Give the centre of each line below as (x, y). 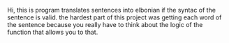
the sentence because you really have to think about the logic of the (105, 25)
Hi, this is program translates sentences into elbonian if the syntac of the (112, 10)
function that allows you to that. (53, 32)
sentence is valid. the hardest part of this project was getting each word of (114, 17)
